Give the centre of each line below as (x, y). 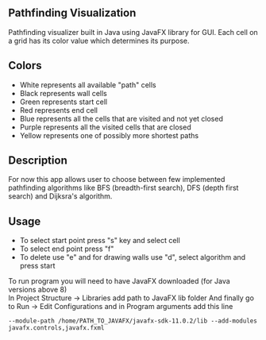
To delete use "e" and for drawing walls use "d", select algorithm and (133, 257)
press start (37, 266)
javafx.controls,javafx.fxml (56, 328)
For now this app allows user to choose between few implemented (117, 180)
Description (38, 161)
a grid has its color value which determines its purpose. (99, 41)
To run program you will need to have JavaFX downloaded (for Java (119, 281)
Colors (25, 66)
